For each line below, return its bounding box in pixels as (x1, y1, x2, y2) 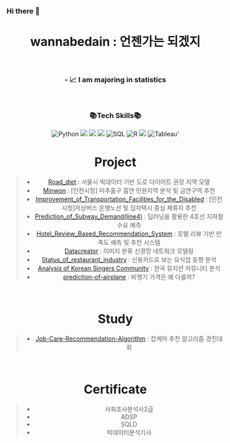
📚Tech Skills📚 (88, 111, 142, 120)
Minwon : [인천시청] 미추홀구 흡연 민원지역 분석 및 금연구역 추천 (43, 187, 215, 195)
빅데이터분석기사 (106, 428, 152, 437)
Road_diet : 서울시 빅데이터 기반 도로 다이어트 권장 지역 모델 (48, 178, 211, 186)
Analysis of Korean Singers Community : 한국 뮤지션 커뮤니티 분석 (37, 264, 221, 272)
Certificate (84, 381, 147, 397)
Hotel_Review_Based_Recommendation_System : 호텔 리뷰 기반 (36, 229, 215, 238)
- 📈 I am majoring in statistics (64, 75, 166, 84)
